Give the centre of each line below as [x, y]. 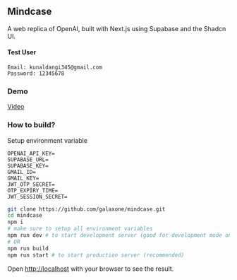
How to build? [31, 125]
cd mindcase [25, 216]
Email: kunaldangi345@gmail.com [55, 68]
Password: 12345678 [36, 74]
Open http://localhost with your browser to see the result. [91, 269]
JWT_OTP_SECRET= [31, 184]
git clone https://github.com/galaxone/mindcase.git [86, 209]
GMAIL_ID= [22, 172]
